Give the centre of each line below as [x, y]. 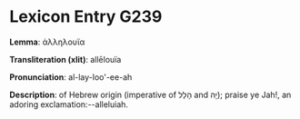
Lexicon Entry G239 [86, 17]
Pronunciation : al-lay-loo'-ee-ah [71, 77]
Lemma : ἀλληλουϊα [47, 42]
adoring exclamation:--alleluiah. [69, 104]
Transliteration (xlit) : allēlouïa [65, 59]
